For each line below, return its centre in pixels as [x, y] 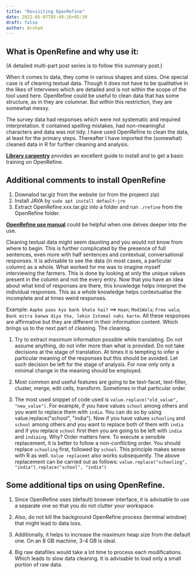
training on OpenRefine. [35, 162]
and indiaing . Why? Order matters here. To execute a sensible [90, 436]
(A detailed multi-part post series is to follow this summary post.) [84, 66]
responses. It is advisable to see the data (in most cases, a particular [89, 261]
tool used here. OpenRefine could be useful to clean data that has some [93, 96]
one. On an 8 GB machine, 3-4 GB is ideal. [66, 541]
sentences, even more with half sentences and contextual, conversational [95, 254]
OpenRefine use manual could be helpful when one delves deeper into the [97, 224]
